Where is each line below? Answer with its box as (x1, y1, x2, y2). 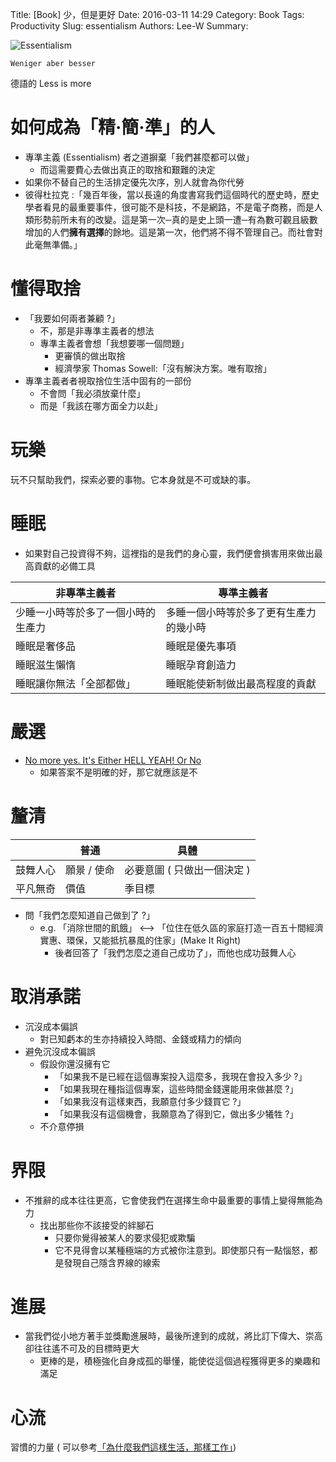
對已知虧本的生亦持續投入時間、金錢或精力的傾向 (39, 1033, 242, 1045)
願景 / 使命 (65, 863, 115, 877)
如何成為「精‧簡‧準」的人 (10, 116, 215, 139)
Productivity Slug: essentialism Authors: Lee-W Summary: (10, 20, 249, 32)
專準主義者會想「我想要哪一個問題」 (39, 337, 190, 349)
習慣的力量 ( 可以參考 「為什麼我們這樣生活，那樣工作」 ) (10, 1441, 237, 1453)
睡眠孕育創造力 (165, 658, 237, 672)
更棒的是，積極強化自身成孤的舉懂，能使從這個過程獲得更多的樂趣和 (39, 1355, 321, 1367)
